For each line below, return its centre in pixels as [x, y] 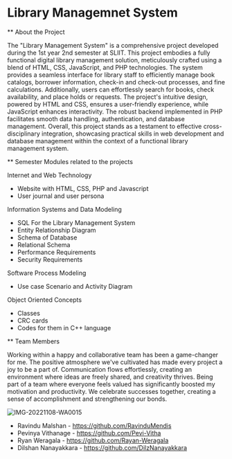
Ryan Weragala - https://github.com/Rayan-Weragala [93, 440]
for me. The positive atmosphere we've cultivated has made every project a [115, 362]
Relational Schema [44, 244]
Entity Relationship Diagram [56, 230]
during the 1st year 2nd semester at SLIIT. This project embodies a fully [109, 53]
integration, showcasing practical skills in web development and [133, 134]
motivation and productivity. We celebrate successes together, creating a [111, 391]
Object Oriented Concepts [44, 300]
